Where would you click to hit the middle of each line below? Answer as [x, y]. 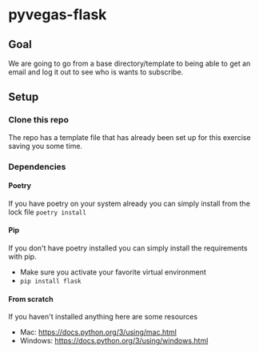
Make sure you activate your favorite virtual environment [113, 272]
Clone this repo [39, 120]
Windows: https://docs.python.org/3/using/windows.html [114, 341]
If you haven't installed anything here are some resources [103, 317]
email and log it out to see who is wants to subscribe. [96, 72]
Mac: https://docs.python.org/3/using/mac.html [98, 332]
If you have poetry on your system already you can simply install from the [129, 203]
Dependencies [37, 166]
